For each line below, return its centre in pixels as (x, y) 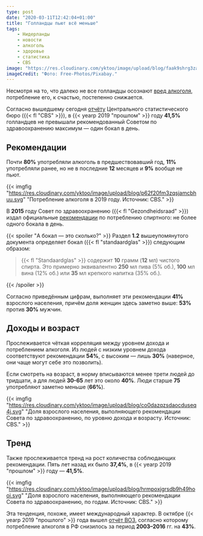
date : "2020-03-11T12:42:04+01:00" (51, 18)
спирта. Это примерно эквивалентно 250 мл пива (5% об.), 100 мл (108, 267)
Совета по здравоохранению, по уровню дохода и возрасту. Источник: (99, 417)
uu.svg (15, 200)
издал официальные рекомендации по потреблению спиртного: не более (101, 218)
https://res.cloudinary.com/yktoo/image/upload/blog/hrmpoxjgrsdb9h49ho (102, 489)
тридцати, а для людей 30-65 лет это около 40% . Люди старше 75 (93, 380)
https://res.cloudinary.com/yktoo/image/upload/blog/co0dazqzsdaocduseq (103, 405)
